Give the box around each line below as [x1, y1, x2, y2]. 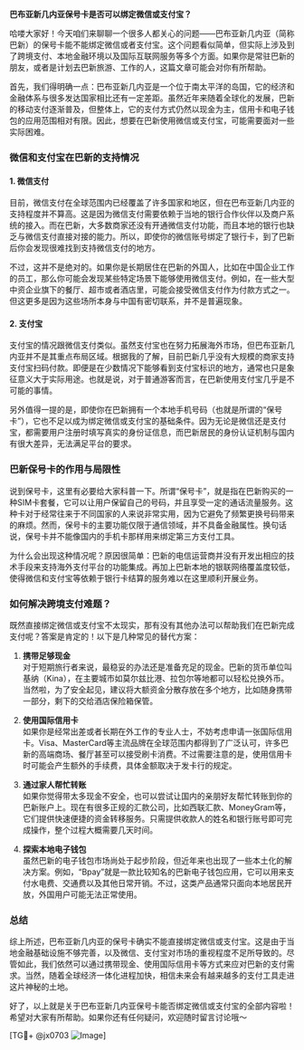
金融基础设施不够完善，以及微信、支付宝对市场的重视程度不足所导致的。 [16, 948, 287, 959]
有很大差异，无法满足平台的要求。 [9, 438, 137, 449]
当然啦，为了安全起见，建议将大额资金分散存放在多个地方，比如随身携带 [22, 683, 292, 695]
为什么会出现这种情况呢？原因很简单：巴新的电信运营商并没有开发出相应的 [9, 549, 287, 560]
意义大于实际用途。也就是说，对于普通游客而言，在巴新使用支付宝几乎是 [16, 374, 287, 385]
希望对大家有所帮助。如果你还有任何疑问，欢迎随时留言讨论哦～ [9, 1012, 247, 1023]
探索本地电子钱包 [22, 844, 87, 854]
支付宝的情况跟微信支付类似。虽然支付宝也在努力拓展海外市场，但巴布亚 [9, 339, 279, 351]
